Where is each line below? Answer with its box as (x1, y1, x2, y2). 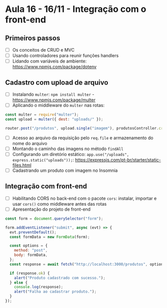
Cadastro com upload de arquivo (5, 78, 108, 86)
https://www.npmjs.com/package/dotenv (12, 64, 97, 70)
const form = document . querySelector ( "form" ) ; (5, 216, 103, 221)
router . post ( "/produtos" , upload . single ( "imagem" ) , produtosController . (5, 126, 159, 131)
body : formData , (14, 252, 48, 258)
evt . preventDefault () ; (9, 230, 57, 234)
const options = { (9, 243, 48, 248)
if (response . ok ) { (9, 271, 50, 276)
